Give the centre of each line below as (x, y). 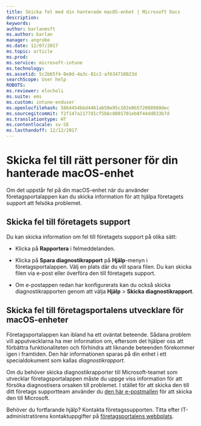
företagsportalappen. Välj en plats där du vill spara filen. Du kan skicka (103, 266)
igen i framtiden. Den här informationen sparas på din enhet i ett (87, 354)
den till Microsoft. (28, 397)
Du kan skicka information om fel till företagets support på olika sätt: (92, 237)
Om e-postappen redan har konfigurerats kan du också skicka (93, 285)
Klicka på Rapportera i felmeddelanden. (65, 248)
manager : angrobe (28, 40)
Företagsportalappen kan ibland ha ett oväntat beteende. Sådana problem (99, 334)
